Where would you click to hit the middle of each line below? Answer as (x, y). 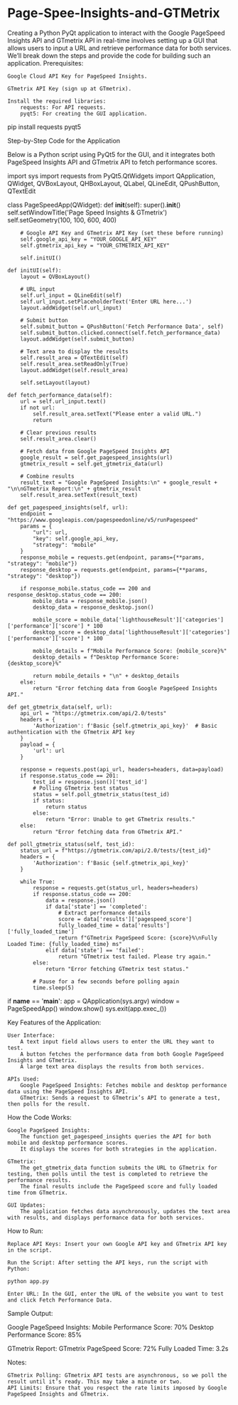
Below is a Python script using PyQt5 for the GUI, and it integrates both (111, 154)
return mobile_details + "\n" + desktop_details (106, 676)
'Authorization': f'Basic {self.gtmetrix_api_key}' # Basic (125, 726)
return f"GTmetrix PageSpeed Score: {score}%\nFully (138, 938)
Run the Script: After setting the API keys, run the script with (108, 1262)
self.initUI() (41, 258)
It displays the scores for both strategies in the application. (119, 1149)
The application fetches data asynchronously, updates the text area (125, 1211)
